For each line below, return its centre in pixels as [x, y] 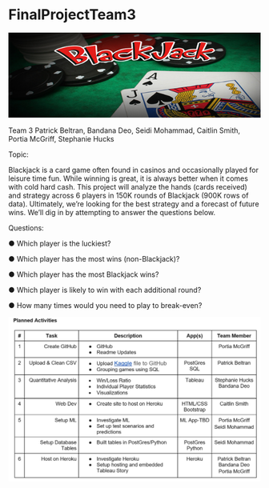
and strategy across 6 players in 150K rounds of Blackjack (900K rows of [128, 195]
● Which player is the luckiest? [60, 243]
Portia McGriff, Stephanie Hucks [61, 138]
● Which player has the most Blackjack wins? [84, 274]
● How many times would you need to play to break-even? [105, 305]
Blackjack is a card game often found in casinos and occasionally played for [133, 170]
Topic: [19, 154]
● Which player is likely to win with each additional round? [105, 290]
